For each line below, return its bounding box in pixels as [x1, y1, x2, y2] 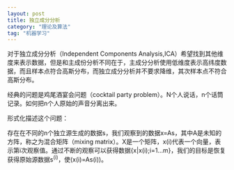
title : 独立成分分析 [7, 17, 61, 24]
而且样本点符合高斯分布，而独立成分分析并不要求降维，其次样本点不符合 [19, 67, 227, 75]
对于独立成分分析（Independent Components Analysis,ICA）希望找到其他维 [7, 49, 224, 58]
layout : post [7, 10, 45, 17]
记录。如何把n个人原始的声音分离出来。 [7, 99, 121, 108]
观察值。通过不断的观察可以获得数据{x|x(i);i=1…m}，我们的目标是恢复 [26, 146, 226, 155]
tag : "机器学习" [7, 29, 50, 37]
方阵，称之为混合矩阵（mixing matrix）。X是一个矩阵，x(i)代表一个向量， [7, 137, 215, 146]
